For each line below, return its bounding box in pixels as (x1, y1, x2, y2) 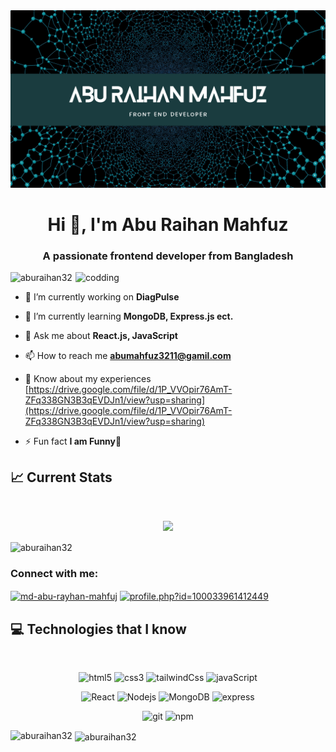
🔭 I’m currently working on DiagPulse (24, 290, 180, 303)
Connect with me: (10, 567, 99, 581)
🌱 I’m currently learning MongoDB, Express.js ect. (24, 310, 234, 322)
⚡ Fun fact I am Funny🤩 (24, 435, 122, 447)
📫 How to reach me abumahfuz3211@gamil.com (24, 349, 232, 361)
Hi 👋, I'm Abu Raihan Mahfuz (47, 213, 289, 236)
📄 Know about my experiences (24, 372, 152, 384)
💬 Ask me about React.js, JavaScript (24, 329, 178, 341)
